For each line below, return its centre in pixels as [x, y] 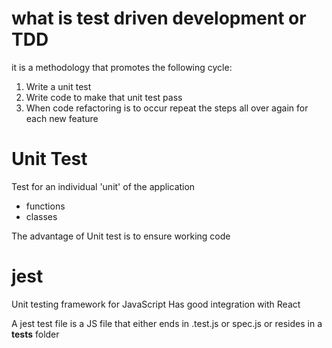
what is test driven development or [159, 18]
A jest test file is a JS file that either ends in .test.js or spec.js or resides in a [167, 323]
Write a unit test [58, 86]
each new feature [62, 118]
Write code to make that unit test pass [104, 97]
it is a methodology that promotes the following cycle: [122, 67]
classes [41, 216]
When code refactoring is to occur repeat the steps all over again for [167, 108]
